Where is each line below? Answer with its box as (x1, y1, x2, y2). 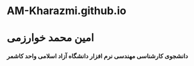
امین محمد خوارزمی (7, 31, 94, 45)
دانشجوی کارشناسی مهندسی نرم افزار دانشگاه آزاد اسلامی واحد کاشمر (7, 52, 189, 60)
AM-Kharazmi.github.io (7, 4, 126, 18)
